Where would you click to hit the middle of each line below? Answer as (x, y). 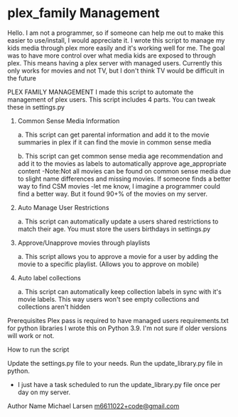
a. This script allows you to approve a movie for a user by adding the (118, 256)
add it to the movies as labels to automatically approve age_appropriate (122, 163)
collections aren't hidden (54, 307)
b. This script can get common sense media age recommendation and (120, 156)
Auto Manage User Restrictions (63, 207)
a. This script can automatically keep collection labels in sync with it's (119, 291)
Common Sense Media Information (69, 121)
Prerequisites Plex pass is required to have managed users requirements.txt (118, 320)
